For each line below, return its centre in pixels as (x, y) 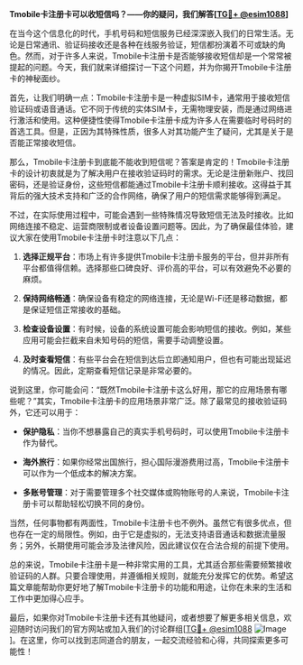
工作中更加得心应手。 (49, 598)
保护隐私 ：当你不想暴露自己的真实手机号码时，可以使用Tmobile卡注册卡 (156, 431)
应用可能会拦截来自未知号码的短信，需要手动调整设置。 (125, 340)
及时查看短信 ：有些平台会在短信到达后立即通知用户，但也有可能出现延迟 (156, 359)
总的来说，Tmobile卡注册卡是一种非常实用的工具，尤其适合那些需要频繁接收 (151, 564)
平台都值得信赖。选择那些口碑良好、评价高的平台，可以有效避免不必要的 (156, 268)
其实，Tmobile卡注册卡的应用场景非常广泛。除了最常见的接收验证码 (162, 401)
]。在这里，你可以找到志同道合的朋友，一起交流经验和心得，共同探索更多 (145, 640)
